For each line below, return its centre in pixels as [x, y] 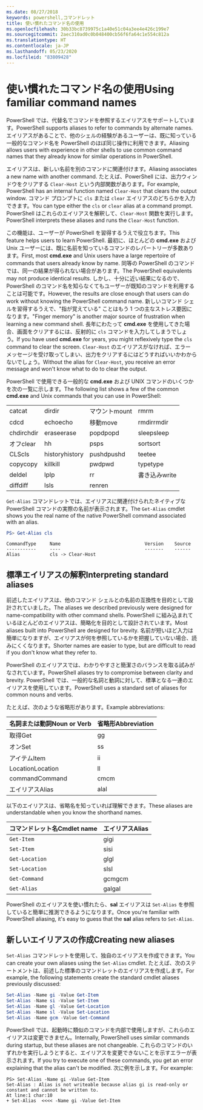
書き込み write [157, 475]
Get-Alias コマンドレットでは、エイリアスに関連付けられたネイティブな [96, 501]
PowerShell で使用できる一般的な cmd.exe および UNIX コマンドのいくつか [100, 381]
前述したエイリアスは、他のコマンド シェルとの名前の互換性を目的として [97, 600]
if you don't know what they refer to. [52, 653]
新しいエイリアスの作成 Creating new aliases [91, 939]
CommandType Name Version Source [98, 544]
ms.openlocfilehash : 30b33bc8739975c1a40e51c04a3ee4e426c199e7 [88, 29]
